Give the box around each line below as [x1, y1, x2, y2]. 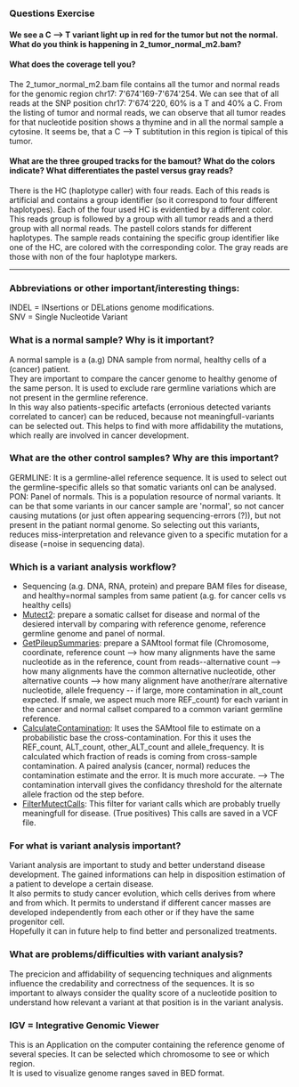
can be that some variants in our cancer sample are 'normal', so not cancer [9, 500, 285, 511]
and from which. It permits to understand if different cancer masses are [9, 897, 271, 908]
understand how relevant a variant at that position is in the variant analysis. [9, 996, 284, 1008]
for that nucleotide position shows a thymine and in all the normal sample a [9, 117, 284, 127]
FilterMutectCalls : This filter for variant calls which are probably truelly [21, 799, 280, 809]
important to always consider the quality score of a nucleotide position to [9, 987, 278, 998]
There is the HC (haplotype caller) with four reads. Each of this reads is [9, 185, 270, 196]
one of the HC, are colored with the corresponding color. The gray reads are [9, 241, 289, 252]
